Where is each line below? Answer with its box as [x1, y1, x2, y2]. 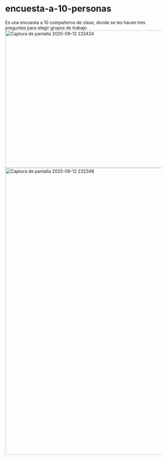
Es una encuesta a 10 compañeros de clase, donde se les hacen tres [5, 19, 146, 25]
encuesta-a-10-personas [5, 3, 112, 14]
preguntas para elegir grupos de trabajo [5, 24, 87, 30]
